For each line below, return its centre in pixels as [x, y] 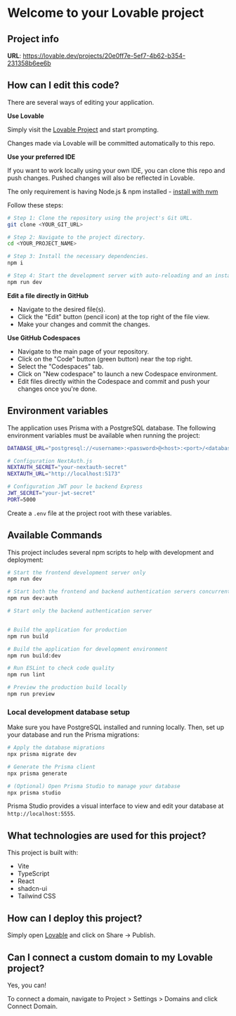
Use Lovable [26, 116]
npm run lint [26, 675]
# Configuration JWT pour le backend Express [75, 487]
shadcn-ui [32, 889]
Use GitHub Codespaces [44, 337]
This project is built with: [43, 853]
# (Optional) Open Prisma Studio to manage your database [94, 786]
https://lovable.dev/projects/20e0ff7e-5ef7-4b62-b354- [104, 56]
